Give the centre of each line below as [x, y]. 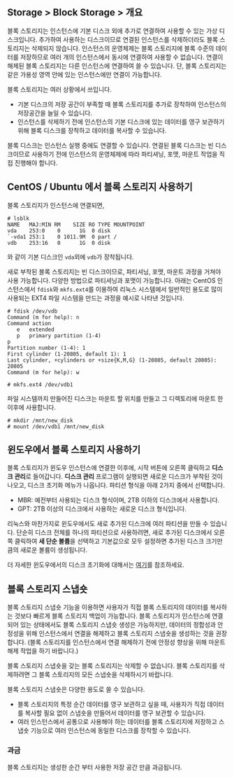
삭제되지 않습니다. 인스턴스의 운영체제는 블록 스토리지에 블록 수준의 [123, 48]
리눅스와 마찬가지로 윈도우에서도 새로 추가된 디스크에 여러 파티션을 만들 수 [108, 524]
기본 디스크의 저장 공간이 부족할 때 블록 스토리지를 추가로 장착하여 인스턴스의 [122, 104]
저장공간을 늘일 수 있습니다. [55, 113]
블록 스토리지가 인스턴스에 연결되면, [56, 205]
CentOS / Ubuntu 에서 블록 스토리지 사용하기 [100, 187]
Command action [29, 323]
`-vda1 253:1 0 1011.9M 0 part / [62, 236]
